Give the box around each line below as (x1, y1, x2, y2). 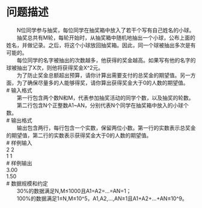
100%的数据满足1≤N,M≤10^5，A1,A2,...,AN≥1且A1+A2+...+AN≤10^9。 (16, 195, 188, 202)
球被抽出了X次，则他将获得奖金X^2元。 (6, 64, 104, 71)
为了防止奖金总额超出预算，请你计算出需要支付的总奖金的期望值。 (16, 72, 180, 79)
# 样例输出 (6, 159, 32, 167)
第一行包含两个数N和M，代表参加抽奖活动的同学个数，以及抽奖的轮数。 (16, 94, 194, 101)
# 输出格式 (6, 117, 32, 124)
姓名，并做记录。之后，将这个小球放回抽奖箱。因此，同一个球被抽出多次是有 (6, 41, 196, 49)
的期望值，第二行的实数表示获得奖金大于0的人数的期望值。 (6, 132, 152, 139)
